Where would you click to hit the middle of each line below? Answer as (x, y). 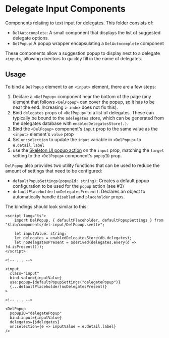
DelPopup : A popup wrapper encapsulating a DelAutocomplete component (88, 43)
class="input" (24, 273)
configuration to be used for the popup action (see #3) (68, 186)
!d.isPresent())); (24, 247)
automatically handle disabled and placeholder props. (69, 197)
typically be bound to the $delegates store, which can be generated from (88, 118)
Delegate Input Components (66, 9)
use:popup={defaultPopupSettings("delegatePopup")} (65, 282)
